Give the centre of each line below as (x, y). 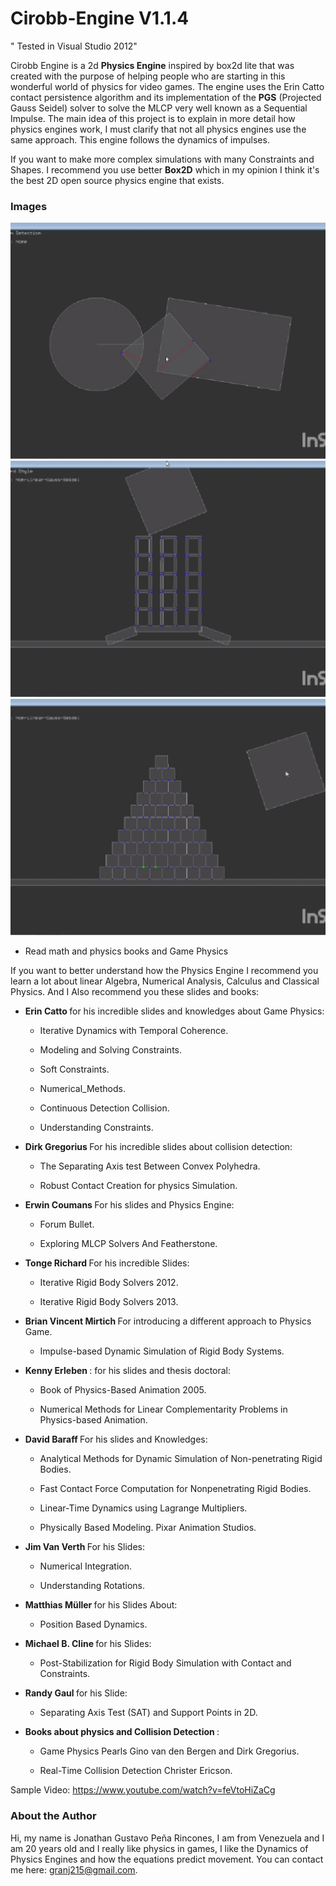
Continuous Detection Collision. (104, 1108)
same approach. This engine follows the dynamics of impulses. (140, 139)
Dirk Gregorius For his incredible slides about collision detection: (158, 1147)
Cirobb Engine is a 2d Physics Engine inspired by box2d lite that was (152, 65)
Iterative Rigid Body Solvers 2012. (109, 1283)
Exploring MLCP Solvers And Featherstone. (128, 1244)
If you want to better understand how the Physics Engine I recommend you (164, 971)
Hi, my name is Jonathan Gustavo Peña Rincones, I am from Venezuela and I (167, 1838)
